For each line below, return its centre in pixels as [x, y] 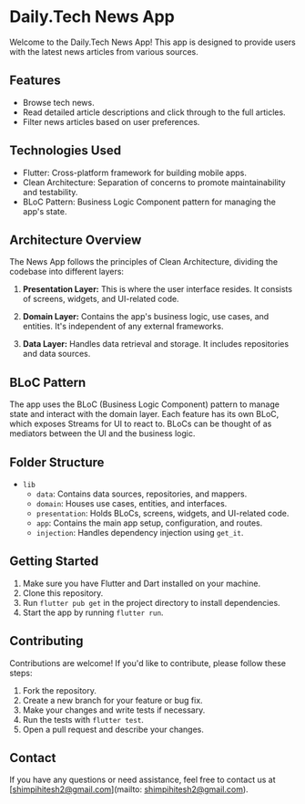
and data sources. [56, 354]
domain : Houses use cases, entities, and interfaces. [132, 503]
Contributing [46, 641]
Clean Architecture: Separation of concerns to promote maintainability [154, 182]
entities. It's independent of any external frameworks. [123, 327]
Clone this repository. [63, 593]
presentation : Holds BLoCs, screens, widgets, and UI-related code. [163, 513]
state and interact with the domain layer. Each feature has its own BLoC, [144, 414]
